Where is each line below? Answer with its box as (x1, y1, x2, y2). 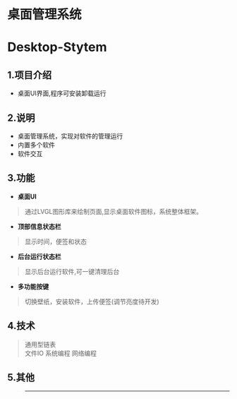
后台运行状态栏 (17, 252, 61, 261)
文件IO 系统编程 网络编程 (24, 349, 97, 357)
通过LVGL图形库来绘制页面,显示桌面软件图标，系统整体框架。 (24, 207, 203, 215)
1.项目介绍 (7, 69, 52, 81)
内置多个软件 (17, 141, 55, 149)
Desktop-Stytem (7, 40, 107, 55)
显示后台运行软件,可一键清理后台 (24, 267, 120, 275)
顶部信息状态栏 (17, 222, 61, 230)
